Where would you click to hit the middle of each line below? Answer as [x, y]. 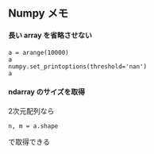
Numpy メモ [38, 13]
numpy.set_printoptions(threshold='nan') [78, 66]
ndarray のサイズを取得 [47, 92]
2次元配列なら [31, 111]
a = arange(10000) [38, 52]
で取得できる [29, 141]
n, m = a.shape [33, 126]
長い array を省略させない [50, 35]
